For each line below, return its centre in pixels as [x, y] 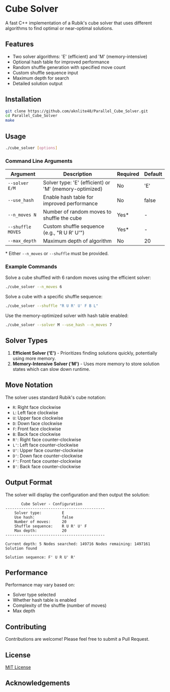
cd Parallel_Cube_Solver [31, 116]
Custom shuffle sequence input [45, 73]
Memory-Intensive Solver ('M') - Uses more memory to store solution [86, 364]
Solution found [21, 548]
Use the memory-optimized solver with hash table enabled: [67, 316]
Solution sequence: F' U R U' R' [40, 557]
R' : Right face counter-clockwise [47, 439]
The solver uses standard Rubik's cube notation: [56, 397]
